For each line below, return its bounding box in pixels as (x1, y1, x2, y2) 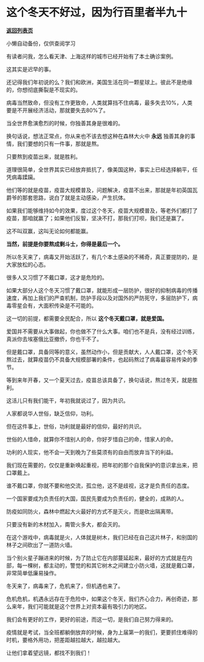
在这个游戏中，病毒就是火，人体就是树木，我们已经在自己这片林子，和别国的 (6, 533, 198, 541)
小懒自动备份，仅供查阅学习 (6, 40, 76, 47)
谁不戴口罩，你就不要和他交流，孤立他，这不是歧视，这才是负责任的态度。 (6, 481, 192, 489)
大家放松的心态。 (6, 261, 49, 268)
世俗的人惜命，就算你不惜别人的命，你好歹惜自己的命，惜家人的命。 (6, 435, 177, 443)
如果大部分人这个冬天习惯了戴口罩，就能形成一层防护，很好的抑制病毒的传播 (6, 286, 198, 294)
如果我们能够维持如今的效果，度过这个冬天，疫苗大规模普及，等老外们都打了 (6, 207, 198, 214)
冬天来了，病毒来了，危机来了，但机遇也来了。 (6, 582, 123, 590)
